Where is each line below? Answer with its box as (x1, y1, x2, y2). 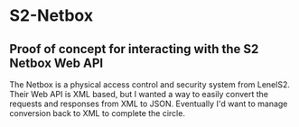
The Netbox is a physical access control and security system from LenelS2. (9, 79, 291, 90)
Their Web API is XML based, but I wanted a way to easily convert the (9, 89, 269, 99)
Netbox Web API (9, 55, 104, 70)
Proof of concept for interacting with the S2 (9, 41, 259, 57)
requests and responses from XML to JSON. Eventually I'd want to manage (9, 98, 288, 109)
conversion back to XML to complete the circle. (9, 108, 185, 118)
